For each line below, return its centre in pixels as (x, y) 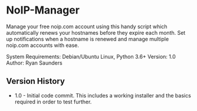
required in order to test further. (53, 102)
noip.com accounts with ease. (43, 45)
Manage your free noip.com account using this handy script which (87, 26)
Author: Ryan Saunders (35, 63)
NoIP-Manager (43, 10)
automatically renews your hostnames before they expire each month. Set (96, 32)
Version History (35, 81)
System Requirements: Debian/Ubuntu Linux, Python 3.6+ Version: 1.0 (91, 56)
